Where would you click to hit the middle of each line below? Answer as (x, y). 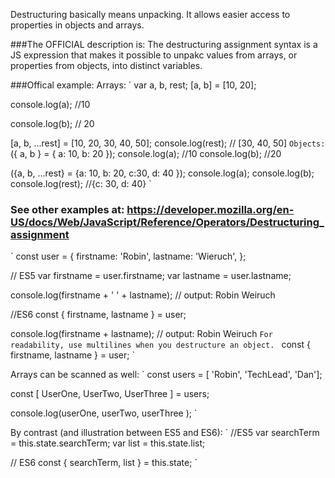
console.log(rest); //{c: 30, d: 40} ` (81, 183)
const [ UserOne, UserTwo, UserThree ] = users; (110, 394)
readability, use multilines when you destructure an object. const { (161, 345)
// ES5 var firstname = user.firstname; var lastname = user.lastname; (151, 276)
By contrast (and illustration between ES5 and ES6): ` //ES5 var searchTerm (165, 433)
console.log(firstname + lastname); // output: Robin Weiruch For (141, 334)
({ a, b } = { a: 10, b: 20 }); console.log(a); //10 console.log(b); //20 (146, 153)
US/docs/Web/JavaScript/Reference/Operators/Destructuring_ (167, 222)
